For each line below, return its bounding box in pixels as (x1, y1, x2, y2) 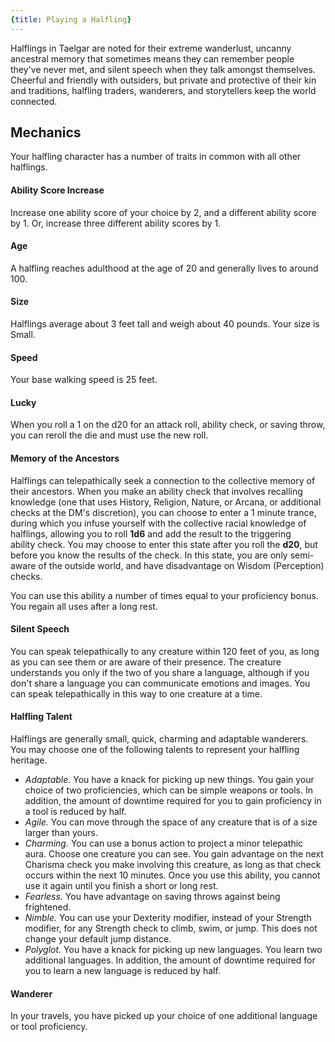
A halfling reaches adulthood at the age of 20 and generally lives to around (10, 262, 319, 274)
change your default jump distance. (24, 933, 172, 945)
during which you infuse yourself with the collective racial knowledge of (10, 517, 307, 529)
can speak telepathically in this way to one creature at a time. (10, 687, 263, 700)
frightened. (24, 901, 72, 913)
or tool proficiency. (10, 1021, 88, 1033)
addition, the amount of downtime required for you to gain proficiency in (24, 795, 322, 807)
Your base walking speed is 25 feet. (10, 374, 158, 386)
